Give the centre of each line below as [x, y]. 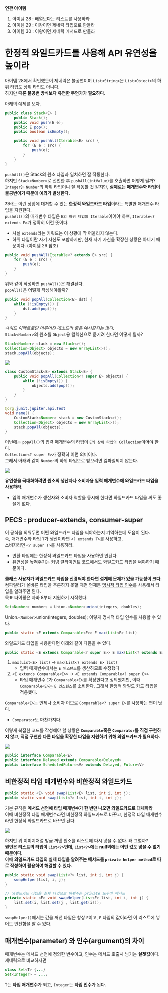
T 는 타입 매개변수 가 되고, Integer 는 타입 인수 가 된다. [56, 984]
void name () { [20, 413]
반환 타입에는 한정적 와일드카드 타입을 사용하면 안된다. [65, 556]
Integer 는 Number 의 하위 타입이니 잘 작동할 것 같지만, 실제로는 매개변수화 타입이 [83, 187]
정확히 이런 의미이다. [77, 454]
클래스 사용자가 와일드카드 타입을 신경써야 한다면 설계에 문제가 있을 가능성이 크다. [84, 579]
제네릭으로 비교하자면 [26, 960]
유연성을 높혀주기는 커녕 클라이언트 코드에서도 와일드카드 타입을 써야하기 [83, 562]
